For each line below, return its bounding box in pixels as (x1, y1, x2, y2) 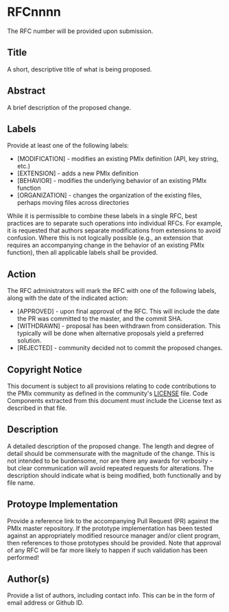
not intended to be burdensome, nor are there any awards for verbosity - (7, 457, 213, 465)
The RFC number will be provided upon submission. (7, 27, 154, 35)
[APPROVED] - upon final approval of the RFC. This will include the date (16, 307, 220, 316)
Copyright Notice (7, 364, 82, 375)
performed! (7, 553, 39, 561)
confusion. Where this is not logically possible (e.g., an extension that (7, 234, 204, 242)
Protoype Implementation (7, 499, 119, 510)
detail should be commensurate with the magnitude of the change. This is (7, 449, 215, 457)
